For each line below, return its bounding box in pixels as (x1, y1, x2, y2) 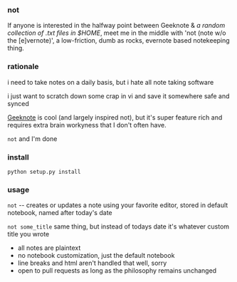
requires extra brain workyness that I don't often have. (7, 120, 167, 129)
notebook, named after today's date (7, 209, 112, 217)
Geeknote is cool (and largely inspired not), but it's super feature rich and (7, 113, 223, 122)
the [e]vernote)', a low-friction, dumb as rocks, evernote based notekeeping (7, 36, 230, 45)
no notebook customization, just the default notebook (17, 251, 175, 260)
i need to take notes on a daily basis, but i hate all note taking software (7, 78, 214, 86)
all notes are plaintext (17, 244, 81, 252)
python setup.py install (7, 168, 81, 175)
